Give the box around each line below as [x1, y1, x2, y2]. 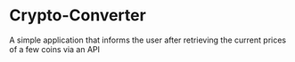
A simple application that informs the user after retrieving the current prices [9, 35, 287, 45]
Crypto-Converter [9, 5, 147, 26]
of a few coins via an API [9, 43, 101, 54]
